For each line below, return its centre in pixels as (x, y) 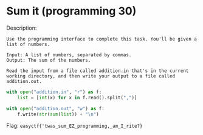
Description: (22, 28)
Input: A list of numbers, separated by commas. (69, 55)
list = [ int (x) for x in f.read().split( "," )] (77, 97)
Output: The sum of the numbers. (49, 60)
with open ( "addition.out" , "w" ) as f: (55, 108)
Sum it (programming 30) (71, 11)
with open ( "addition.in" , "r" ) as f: (54, 92)
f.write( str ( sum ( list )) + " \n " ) (58, 114)
